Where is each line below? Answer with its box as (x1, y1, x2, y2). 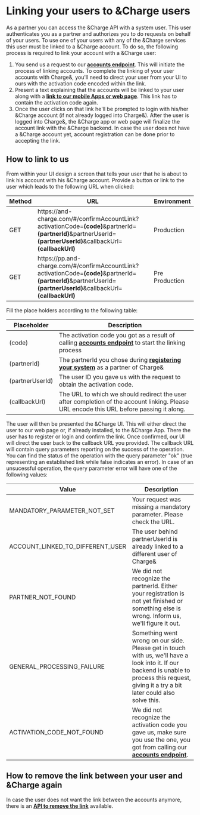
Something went (132, 629, 178, 637)
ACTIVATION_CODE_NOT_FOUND (9, 728, 104, 736)
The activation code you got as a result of (58, 331, 176, 339)
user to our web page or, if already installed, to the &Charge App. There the (6, 426, 191, 433)
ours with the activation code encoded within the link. (14, 79, 146, 87)
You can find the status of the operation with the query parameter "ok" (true (6, 452, 193, 459)
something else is (132, 604, 182, 613)
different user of (132, 549, 177, 558)
